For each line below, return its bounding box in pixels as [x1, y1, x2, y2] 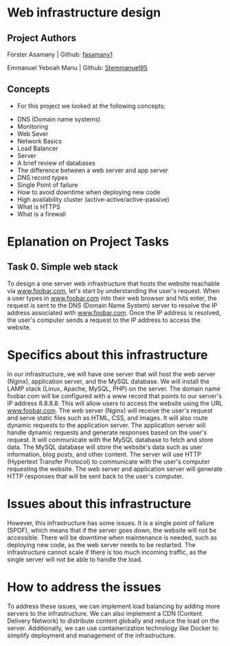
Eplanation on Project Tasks [7, 234, 170, 249]
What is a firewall [16, 209, 67, 218]
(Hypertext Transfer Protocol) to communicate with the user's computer [7, 457, 211, 465]
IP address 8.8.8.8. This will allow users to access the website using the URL [7, 399, 223, 407]
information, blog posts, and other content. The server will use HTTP [7, 450, 201, 458]
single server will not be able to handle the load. [7, 555, 143, 564]
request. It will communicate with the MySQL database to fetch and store [7, 435, 214, 443]
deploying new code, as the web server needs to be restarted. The [7, 540, 196, 549]
